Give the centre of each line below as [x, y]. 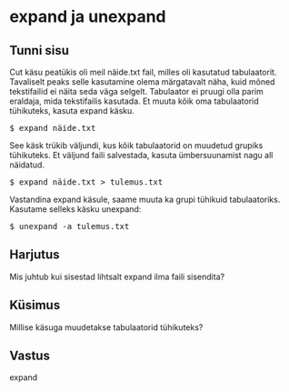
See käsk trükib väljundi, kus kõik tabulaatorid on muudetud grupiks [136, 146]
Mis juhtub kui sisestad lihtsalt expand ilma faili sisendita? [117, 276]
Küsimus [35, 305]
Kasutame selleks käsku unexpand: [75, 209]
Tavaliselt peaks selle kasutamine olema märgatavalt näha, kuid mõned [142, 82]
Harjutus [35, 255]
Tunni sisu [40, 50]
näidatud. [27, 165]
